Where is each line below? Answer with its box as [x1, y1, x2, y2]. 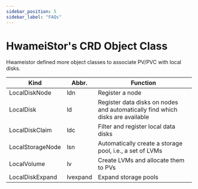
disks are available [98, 113, 149, 121]
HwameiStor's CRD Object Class [6, 39, 168, 53]
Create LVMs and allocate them [98, 156, 184, 164]
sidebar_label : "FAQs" [6, 14, 62, 20]
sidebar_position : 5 [6, 8, 57, 15]
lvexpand [67, 173, 93, 181]
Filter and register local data [98, 123, 176, 131]
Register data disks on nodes [98, 98, 179, 106]
